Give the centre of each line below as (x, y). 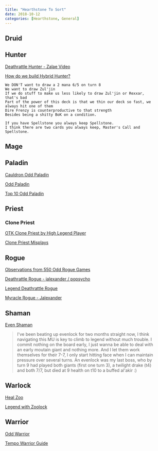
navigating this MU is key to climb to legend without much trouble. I (84, 339)
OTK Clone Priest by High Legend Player (46, 233)
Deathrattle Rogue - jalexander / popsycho (48, 279)
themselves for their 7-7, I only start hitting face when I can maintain (85, 355)
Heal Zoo (14, 397)
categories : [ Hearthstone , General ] (42, 18)
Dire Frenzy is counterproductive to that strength (58, 110)
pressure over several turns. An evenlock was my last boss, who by (84, 360)
